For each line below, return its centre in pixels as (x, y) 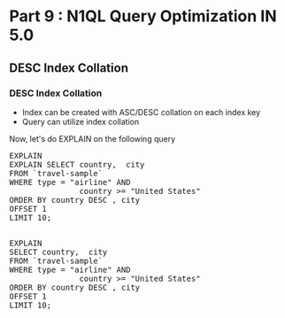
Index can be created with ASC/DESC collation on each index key (141, 112)
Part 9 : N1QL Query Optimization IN (143, 16)
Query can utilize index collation (81, 121)
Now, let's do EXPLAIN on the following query (92, 138)
